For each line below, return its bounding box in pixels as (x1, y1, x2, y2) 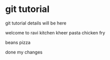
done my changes (5, 49, 43, 55)
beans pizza (5, 39, 31, 45)
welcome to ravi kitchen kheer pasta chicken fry (5, 29, 105, 35)
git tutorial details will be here (5, 20, 67, 26)
